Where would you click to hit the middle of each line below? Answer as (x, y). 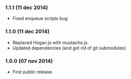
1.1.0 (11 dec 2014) (27, 32)
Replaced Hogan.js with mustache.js (50, 42)
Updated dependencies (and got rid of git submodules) (69, 48)
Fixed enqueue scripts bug (40, 19)
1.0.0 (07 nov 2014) (29, 61)
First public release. (33, 71)
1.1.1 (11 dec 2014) (27, 8)
